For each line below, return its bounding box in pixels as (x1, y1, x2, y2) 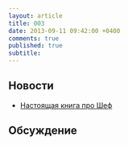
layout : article (8, 11, 63, 20)
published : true (8, 42, 63, 50)
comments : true (8, 34, 60, 43)
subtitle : (8, 49, 42, 57)
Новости (8, 79, 54, 93)
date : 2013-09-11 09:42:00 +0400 (8, 27, 121, 35)
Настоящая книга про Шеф (19, 100, 113, 110)
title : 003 (8, 19, 45, 27)
